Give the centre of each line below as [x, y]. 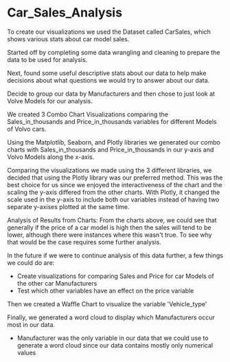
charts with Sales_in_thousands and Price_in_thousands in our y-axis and [111, 149]
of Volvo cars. [27, 129]
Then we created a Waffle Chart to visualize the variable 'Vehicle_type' [107, 304]
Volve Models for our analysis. [50, 100]
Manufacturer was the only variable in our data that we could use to [113, 338]
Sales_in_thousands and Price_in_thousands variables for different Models [112, 121]
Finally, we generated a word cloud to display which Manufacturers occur [111, 317]
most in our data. [31, 324]
